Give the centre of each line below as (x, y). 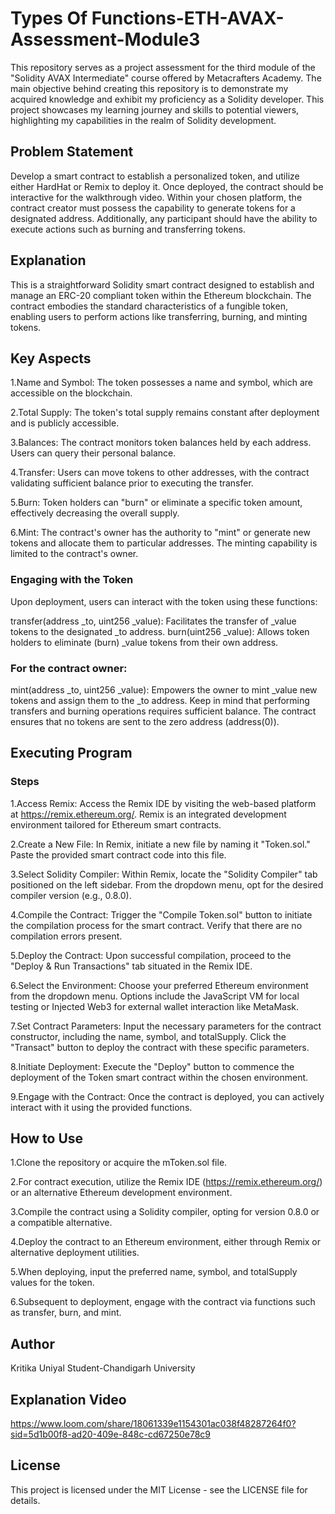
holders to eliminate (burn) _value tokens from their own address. (144, 642)
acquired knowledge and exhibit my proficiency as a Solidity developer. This (167, 99)
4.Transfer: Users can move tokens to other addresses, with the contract (160, 473)
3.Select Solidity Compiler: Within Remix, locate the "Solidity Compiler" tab (164, 874)
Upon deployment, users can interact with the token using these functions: (164, 601)
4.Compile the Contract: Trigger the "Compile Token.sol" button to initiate (161, 914)
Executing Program (71, 753)
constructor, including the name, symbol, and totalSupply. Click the (148, 1036)
